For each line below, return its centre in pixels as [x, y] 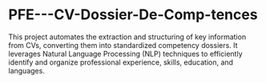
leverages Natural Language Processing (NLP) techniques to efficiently [125, 53]
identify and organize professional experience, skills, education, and [121, 62]
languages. [27, 70]
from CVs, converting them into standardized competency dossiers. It [123, 45]
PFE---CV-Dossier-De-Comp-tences [133, 15]
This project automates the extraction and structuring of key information [127, 37]
